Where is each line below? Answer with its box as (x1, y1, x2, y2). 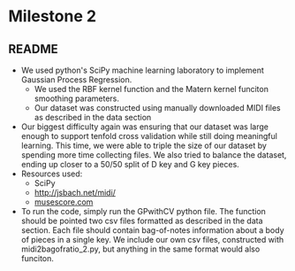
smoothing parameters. (34, 93, 120, 104)
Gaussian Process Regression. (20, 74, 132, 85)
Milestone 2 (8, 6, 97, 27)
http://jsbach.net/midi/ (34, 188, 117, 197)
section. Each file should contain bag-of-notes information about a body (20, 225, 284, 236)
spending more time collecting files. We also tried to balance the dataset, (20, 150, 287, 160)
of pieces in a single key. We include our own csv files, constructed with (20, 235, 284, 244)
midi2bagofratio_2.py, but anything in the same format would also (20, 244, 261, 254)
